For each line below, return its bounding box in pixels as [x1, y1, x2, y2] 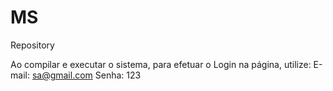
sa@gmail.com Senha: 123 [31, 69, 142, 81]
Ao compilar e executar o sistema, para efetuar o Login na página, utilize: [10, 58, 312, 70]
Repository [10, 39, 55, 51]
